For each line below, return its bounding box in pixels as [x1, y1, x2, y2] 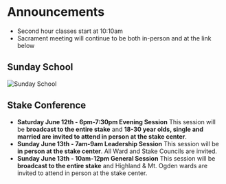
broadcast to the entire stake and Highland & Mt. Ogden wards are [16, 161, 208, 170]
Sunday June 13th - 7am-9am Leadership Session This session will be [16, 139, 220, 148]
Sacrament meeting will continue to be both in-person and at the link [16, 34, 212, 42]
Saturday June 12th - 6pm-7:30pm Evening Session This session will [16, 117, 216, 126]
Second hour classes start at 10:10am [16, 27, 124, 35]
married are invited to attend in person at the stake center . [16, 132, 188, 141]
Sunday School [7, 61, 74, 73]
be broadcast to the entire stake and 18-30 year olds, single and [16, 125, 204, 133]
